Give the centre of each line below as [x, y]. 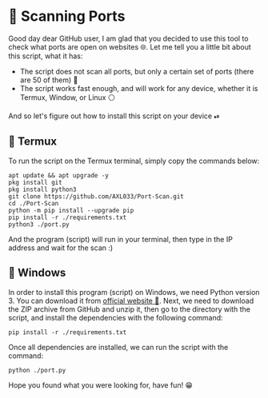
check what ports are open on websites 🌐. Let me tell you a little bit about [130, 46]
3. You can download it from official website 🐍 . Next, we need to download [131, 300]
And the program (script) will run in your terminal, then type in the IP [121, 239]
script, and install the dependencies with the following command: [116, 317]
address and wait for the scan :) [61, 248]
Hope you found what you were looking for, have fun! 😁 [101, 385]
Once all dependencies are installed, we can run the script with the [118, 347]
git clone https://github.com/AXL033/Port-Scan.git [96, 196]
